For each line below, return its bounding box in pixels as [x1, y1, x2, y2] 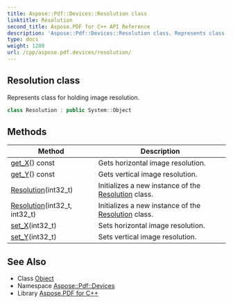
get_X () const [10, 158, 55, 168]
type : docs [7, 36, 39, 43]
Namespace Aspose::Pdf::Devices [17, 282, 115, 290]
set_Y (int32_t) [10, 232, 57, 242]
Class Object [17, 274, 54, 282]
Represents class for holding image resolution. [7, 93, 140, 102]
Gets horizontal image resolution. [98, 158, 206, 168]
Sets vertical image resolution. [98, 232, 197, 242]
